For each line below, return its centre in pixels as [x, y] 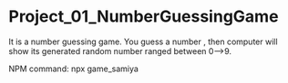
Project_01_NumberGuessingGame [144, 17]
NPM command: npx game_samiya [73, 69]
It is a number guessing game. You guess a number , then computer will [144, 41]
